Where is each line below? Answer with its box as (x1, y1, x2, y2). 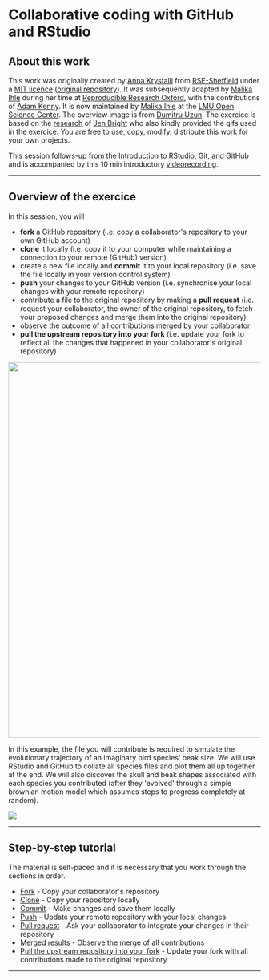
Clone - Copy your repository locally (19, 895, 140, 905)
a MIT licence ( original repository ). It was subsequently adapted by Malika (8, 84, 253, 94)
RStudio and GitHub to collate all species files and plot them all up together (8, 761, 255, 771)
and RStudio (8, 22, 91, 41)
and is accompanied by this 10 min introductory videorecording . (8, 159, 219, 169)
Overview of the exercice (8, 190, 136, 204)
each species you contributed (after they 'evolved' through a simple (8, 778, 232, 788)
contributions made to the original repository (19, 954, 167, 964)
